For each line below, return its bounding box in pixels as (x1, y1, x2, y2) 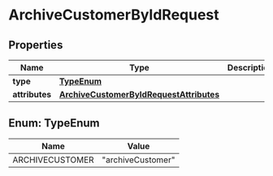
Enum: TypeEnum (8, 116, 100, 131)
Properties (8, 38, 63, 52)
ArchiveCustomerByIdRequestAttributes (59, 89, 220, 100)
